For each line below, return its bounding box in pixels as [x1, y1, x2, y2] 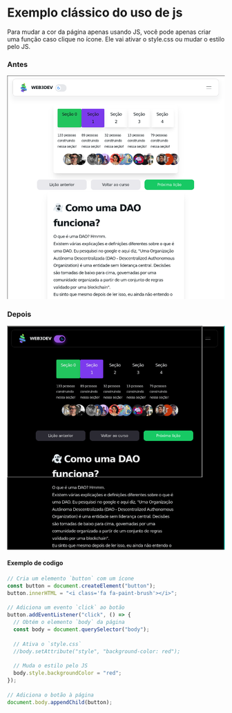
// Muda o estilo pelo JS [13, 663, 88, 670]
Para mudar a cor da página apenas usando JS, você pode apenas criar [7, 28, 211, 36]
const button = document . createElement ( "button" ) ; [7, 582, 156, 589]
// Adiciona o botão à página [7, 692, 95, 699]
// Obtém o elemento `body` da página [13, 619, 126, 626]
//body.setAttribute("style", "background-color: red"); [13, 647, 181, 655]
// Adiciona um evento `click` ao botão [7, 604, 126, 612]
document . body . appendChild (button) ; [7, 699, 113, 705]
